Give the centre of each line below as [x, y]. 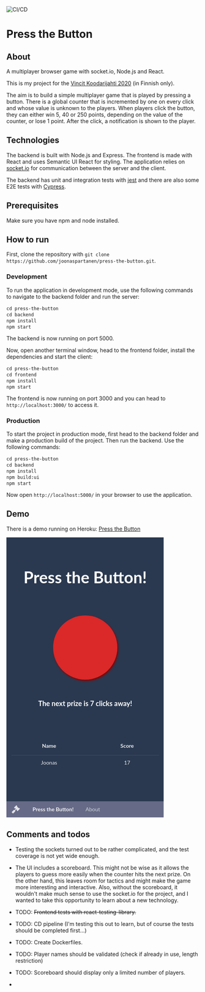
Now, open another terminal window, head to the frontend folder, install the [101, 350]
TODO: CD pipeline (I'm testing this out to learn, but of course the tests [104, 923]
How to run [28, 240]
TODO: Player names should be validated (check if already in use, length [106, 954]
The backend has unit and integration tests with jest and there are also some [103, 180]
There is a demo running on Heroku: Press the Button [73, 529]
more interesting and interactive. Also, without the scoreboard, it [96, 887]
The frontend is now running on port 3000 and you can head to [86, 398]
